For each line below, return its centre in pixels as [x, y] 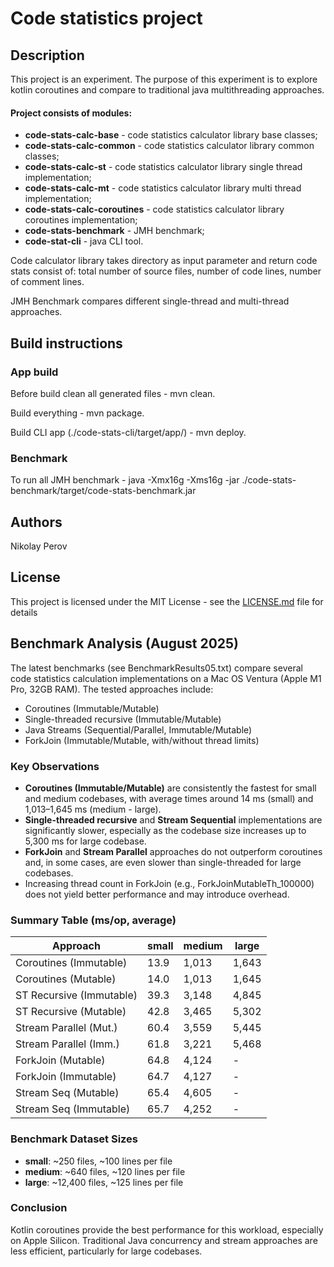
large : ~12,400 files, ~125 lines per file [104, 1182]
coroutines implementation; [81, 220]
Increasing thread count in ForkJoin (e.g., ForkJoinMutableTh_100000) [169, 883]
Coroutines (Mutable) [66, 979]
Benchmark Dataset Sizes [74, 1139]
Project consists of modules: [71, 113]
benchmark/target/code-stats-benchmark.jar [103, 491]
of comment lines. [47, 282]
